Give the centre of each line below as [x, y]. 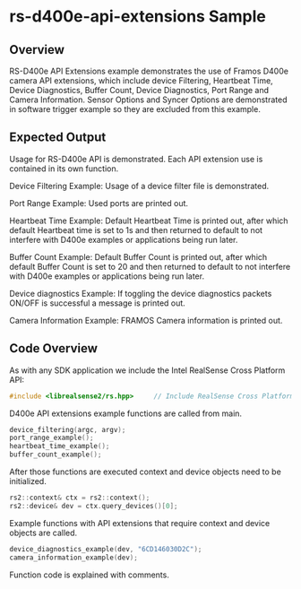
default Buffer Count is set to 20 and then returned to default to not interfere [150, 266]
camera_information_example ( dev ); [74, 558]
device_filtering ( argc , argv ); [68, 429]
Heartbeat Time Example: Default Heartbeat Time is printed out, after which [149, 221]
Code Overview [54, 348]
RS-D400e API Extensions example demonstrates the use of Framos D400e [149, 71]
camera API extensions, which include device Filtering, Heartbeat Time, [141, 81]
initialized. [28, 481]
